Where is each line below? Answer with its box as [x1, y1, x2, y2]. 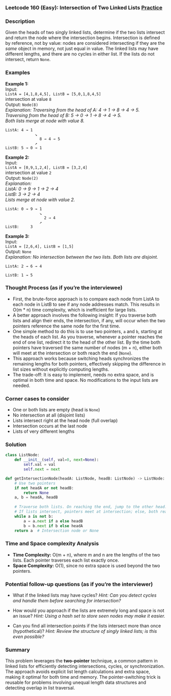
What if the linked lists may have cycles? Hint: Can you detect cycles [12, 592, 157, 598]
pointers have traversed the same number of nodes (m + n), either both [12, 344, 162, 350]
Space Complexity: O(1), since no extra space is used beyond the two [12, 562, 160, 569]
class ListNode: [5, 453, 40, 458]
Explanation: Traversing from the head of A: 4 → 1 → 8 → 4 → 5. [5, 106, 140, 113]
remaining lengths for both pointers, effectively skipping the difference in [12, 360, 166, 367]
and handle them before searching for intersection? [12, 598, 121, 603]
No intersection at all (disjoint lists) [12, 412, 85, 419]
